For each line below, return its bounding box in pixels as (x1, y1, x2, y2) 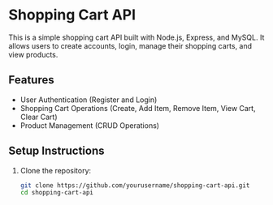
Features (8, 73, 54, 87)
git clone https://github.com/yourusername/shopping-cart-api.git (19, 181, 250, 190)
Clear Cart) (19, 112, 58, 122)
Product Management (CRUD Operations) (19, 120, 160, 130)
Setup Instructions (8, 144, 105, 158)
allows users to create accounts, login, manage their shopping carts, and (8, 41, 253, 50)
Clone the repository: (19, 165, 92, 175)
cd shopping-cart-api (19, 189, 93, 197)
